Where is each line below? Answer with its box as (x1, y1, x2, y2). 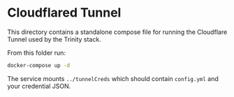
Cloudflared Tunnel (7, 5, 122, 21)
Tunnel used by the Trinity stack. (7, 35, 101, 43)
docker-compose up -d (7, 62, 71, 69)
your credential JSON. (7, 82, 71, 90)
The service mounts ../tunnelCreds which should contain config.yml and (7, 74, 219, 82)
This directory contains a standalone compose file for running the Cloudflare (7, 28, 228, 36)
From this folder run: (7, 48, 66, 57)
